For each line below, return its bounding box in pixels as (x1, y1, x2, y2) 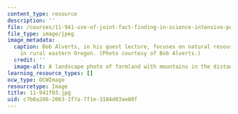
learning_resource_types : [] (7, 69, 93, 76)
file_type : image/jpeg (7, 30, 74, 38)
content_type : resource (7, 10, 78, 18)
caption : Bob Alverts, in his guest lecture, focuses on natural (13, 43, 211, 50)
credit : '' (13, 57, 46, 64)
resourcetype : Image (7, 83, 69, 90)
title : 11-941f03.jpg (7, 89, 72, 96)
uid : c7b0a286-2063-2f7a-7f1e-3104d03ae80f (7, 96, 138, 103)
